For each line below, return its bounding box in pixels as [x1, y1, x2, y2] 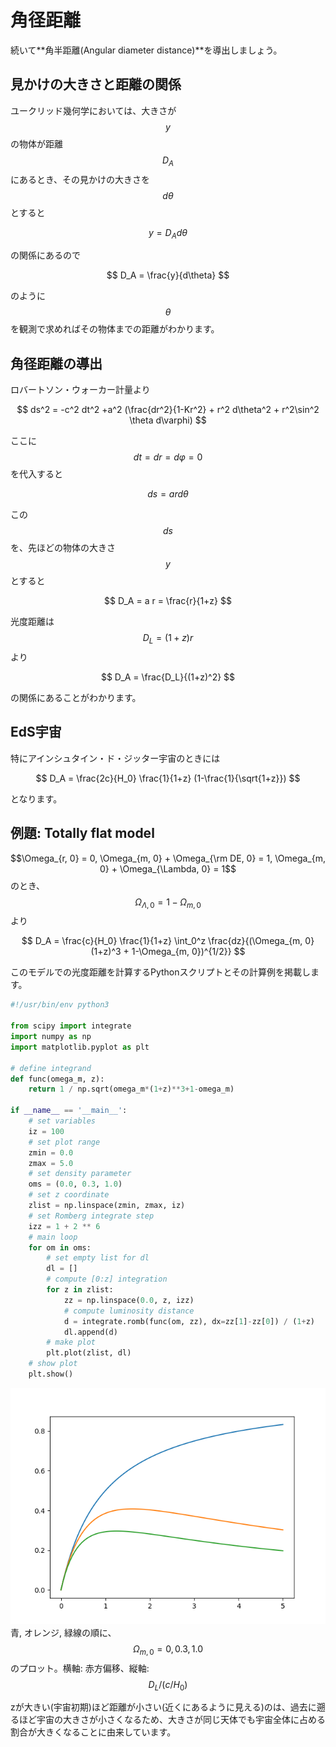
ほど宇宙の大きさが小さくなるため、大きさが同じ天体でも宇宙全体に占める [18, 1714, 326, 1726]
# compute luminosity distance [63, 1306, 195, 1316]
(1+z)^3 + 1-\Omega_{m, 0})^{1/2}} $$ [90, 946, 246, 958]
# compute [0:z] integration [46, 1274, 168, 1285]
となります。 [10, 792, 63, 805]
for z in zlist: [46, 1285, 114, 1295]
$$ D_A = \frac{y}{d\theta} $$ [106, 269, 230, 281]
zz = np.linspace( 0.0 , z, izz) [63, 1295, 195, 1305]
